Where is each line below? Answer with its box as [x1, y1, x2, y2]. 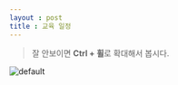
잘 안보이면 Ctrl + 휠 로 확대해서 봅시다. [31, 47, 170, 59]
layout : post [9, 13, 64, 23]
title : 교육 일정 [9, 22, 72, 31]
